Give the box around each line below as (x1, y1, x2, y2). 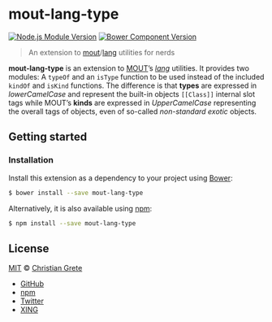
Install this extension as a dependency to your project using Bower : (8, 172, 233, 183)
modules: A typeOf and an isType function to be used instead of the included (8, 72, 265, 81)
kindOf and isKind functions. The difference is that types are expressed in (8, 80, 257, 90)
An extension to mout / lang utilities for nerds (28, 47, 175, 57)
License (8, 241, 50, 255)
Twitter (19, 296, 45, 306)
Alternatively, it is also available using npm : (8, 203, 153, 213)
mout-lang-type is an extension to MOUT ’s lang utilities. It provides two (8, 63, 250, 73)
